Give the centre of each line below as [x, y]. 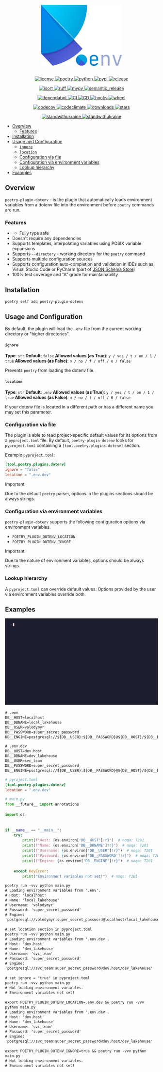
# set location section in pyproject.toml [49, 929]
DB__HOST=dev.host [24, 751]
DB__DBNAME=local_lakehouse [33, 722]
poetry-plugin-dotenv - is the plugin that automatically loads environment [79, 200]
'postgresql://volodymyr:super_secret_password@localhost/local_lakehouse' [83, 920]
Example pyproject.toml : [30, 455]
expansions [24, 249]
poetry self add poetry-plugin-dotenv [44, 301]
